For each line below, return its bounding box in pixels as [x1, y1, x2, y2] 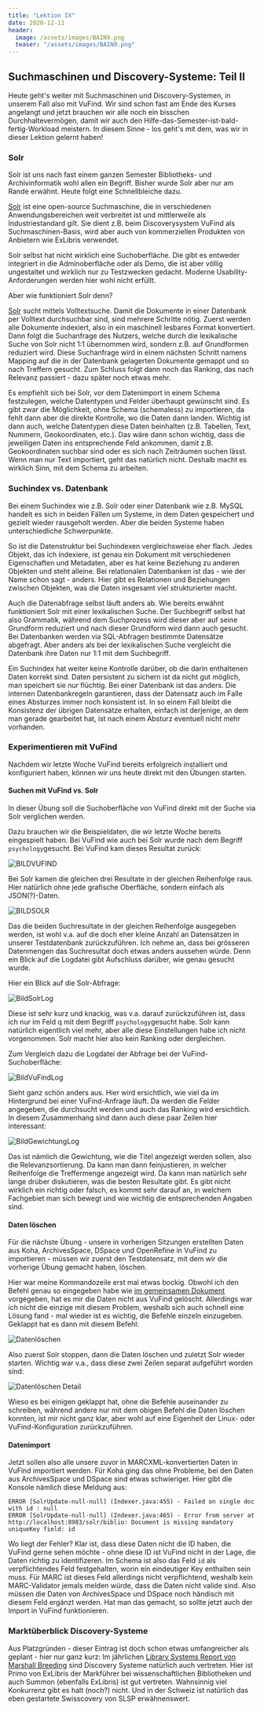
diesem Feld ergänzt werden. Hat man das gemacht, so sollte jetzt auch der [8, 1598, 253, 1607]
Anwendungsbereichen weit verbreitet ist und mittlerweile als [8, 210, 207, 220]
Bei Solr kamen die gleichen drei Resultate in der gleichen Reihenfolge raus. [8, 874, 254, 884]
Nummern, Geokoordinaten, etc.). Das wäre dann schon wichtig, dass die [8, 430, 245, 440]
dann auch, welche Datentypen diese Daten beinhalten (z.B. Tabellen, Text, [8, 421, 251, 431]
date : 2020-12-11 [8, 19, 65, 27]
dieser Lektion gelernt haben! [8, 132, 104, 142]
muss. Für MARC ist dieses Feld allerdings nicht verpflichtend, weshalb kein [8, 1573, 254, 1582]
